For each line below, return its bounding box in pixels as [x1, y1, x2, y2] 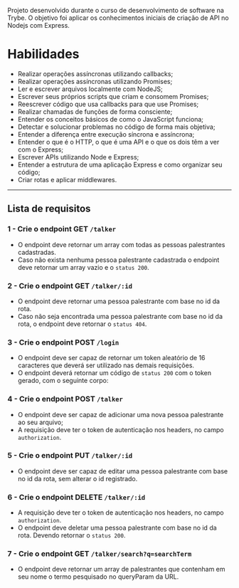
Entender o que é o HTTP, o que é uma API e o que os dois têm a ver [17, 137, 220, 146]
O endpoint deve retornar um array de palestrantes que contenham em [17, 565, 225, 574]
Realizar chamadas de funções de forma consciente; [17, 107, 173, 116]
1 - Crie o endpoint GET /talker [7, 224, 116, 234]
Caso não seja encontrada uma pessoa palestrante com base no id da [17, 312, 223, 320]
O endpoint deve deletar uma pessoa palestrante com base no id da [17, 523, 217, 532]
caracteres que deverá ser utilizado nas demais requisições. [17, 361, 194, 369]
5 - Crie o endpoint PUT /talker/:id [7, 451, 133, 461]
